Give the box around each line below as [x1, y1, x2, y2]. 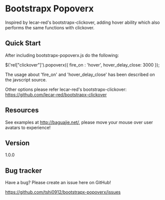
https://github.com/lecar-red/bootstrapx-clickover [5, 91, 107, 97]
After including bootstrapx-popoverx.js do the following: [5, 52, 120, 58]
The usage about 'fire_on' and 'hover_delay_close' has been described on [5, 71, 155, 77]
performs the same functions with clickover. [5, 24, 95, 30]
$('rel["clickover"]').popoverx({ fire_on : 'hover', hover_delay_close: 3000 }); [5, 62, 160, 67]
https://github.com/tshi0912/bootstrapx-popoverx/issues [5, 189, 121, 195]
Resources [5, 106, 39, 115]
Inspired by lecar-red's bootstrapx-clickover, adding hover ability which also [5, 19, 160, 25]
